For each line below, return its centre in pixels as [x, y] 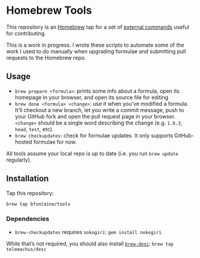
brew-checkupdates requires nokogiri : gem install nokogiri [88, 232]
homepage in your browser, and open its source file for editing [92, 97]
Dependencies [28, 219]
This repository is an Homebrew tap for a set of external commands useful [98, 27]
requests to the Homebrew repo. [46, 57]
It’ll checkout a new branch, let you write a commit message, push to [99, 110]
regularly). [19, 160]
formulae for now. [55, 142]
